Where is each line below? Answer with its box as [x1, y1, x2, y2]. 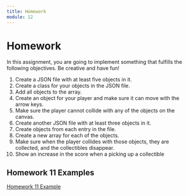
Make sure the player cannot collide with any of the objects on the [15, 107, 175, 114]
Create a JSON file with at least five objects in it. [15, 76, 132, 83]
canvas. [15, 114, 35, 121]
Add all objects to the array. [15, 88, 82, 95]
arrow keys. [15, 101, 44, 108]
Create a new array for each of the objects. [15, 132, 119, 139]
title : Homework [6, 8, 46, 15]
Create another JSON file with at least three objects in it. [15, 119, 152, 126]
